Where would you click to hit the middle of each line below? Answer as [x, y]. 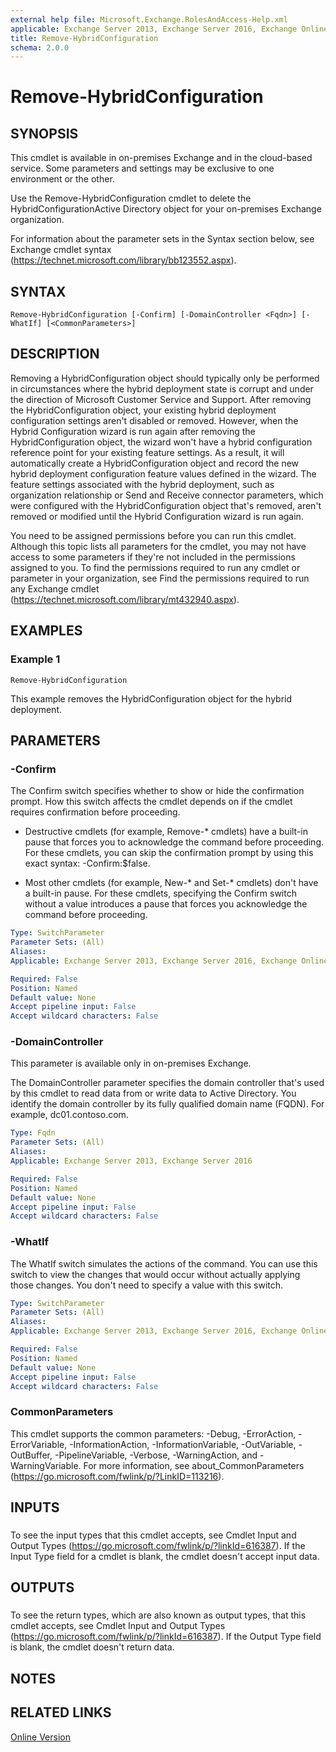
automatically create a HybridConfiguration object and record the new [155, 463]
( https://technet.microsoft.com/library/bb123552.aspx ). [123, 260]
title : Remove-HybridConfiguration [84, 38]
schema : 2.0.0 [40, 47]
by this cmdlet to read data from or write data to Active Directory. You [153, 1093]
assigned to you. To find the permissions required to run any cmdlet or [155, 567]
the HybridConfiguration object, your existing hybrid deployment [143, 410]
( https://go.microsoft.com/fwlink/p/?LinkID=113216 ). [117, 1476]
